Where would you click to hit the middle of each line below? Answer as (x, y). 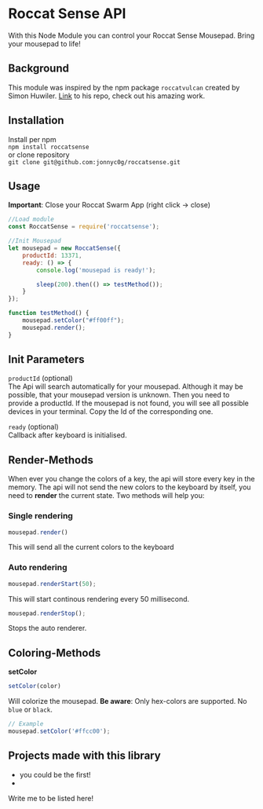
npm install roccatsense (49, 147)
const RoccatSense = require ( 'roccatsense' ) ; (84, 227)
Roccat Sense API (67, 14)
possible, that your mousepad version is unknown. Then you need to (119, 395)
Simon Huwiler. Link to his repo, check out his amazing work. (107, 96)
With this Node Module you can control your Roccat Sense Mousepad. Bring (131, 35)
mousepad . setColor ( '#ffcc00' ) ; (59, 731)
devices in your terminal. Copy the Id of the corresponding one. (111, 412)
